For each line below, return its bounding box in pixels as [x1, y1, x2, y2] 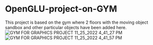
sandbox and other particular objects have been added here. [5, 24, 127, 30]
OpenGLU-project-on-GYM [5, 3, 117, 15]
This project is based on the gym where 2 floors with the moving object [5, 19, 149, 25]
